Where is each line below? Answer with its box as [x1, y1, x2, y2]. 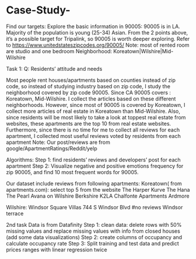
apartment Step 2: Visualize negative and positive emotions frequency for [6, 162, 184, 170]
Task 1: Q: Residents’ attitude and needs [6, 65, 102, 72]
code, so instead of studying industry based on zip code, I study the [6, 82, 171, 89]
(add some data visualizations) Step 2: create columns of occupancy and [6, 233, 183, 240]
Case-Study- [6, 4, 71, 17]
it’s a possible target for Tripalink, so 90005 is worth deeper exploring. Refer [6, 35, 190, 42]
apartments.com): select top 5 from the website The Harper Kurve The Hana [6, 186, 190, 193]
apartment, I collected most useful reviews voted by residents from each [6, 132, 181, 139]
